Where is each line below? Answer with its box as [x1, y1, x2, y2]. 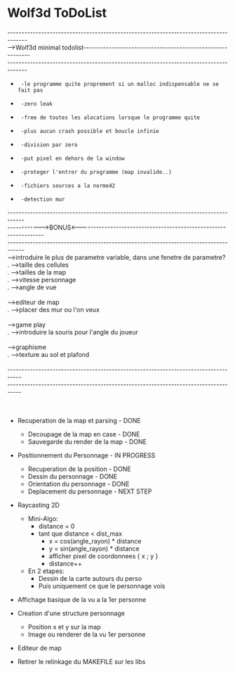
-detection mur [20, 196, 65, 203]
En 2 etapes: [27, 567, 65, 575]
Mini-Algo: [27, 514, 58, 522]
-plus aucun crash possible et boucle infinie [20, 127, 159, 134]
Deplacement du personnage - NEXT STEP [27, 487, 152, 496]
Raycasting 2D [17, 501, 60, 509]
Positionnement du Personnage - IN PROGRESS [17, 451, 156, 459]
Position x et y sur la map [27, 622, 102, 631]
